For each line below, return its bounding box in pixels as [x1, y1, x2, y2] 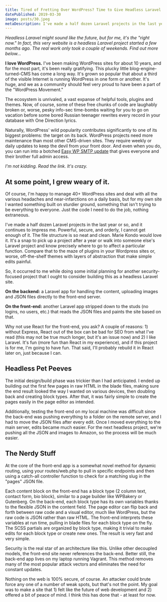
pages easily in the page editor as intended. [5, 399, 95, 404]
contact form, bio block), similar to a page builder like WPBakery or [5, 493, 143, 499]
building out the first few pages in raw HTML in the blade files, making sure [5, 383, 159, 389]
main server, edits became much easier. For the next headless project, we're [5, 424, 162, 430]
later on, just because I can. [5, 350, 62, 356]
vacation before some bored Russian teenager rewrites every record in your [5, 112, 161, 118]
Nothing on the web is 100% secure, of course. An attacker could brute [5, 576, 151, 582]
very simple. [5, 535, 31, 541]
